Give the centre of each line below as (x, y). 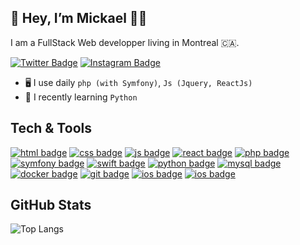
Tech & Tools (51, 128)
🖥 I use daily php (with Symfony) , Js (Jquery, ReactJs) (138, 82)
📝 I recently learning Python (81, 97)
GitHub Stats (51, 205)
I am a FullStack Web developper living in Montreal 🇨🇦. (125, 42)
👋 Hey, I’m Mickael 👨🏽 (79, 18)
